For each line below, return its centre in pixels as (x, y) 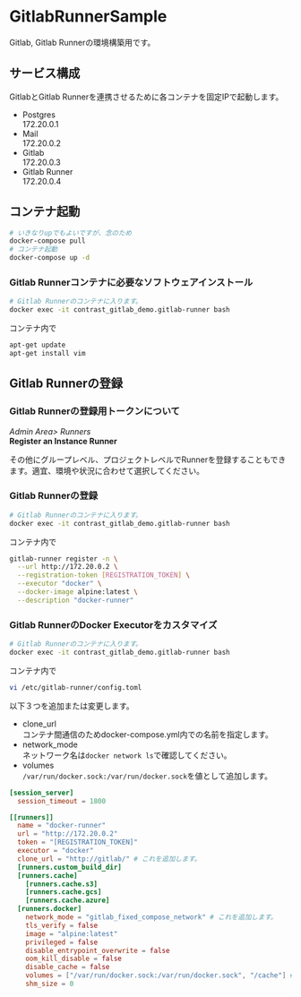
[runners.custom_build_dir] (70, 867)
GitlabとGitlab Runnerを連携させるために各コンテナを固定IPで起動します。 (146, 97)
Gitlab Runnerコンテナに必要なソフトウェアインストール (131, 282)
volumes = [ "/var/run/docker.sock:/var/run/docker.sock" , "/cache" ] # (160, 976)
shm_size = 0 (50, 984)
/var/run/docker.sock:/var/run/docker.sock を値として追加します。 (147, 776)
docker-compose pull (48, 241)
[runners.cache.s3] (62, 884)
